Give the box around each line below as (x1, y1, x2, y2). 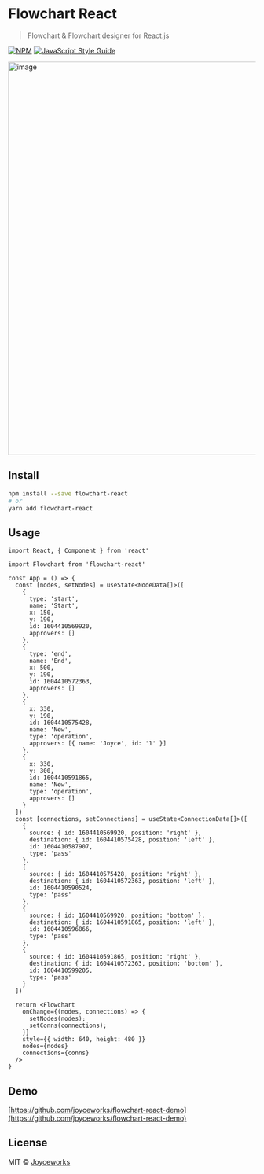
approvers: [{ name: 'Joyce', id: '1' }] (28, 740, 167, 748)
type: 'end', (28, 650, 72, 658)
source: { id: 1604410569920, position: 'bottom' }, (28, 911, 206, 920)
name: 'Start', (28, 602, 79, 610)
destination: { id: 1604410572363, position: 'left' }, (28, 878, 216, 885)
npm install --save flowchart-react (8, 489, 128, 498)
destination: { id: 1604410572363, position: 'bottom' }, (28, 960, 223, 968)
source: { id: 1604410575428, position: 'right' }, (28, 870, 202, 878)
